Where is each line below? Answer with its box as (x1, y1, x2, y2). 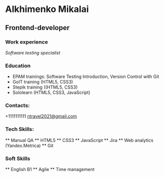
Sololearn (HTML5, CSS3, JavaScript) (12, 89, 91, 95)
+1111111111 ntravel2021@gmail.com (5, 113, 77, 119)
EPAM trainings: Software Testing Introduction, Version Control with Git (12, 73, 159, 79)
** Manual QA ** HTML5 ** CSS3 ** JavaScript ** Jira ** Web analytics (5, 137, 154, 143)
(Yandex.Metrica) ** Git (5, 142, 54, 148)
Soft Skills (5, 155, 31, 162)
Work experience (5, 38, 48, 45)
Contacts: (5, 102, 30, 109)
